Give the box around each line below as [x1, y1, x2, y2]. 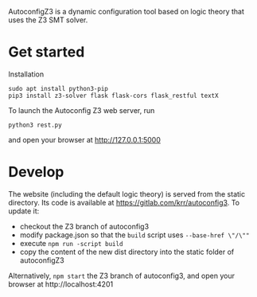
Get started [8, 43, 85, 61]
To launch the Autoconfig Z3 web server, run [8, 105, 155, 115]
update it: [8, 206, 40, 216]
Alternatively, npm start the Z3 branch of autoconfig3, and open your [8, 271, 235, 280]
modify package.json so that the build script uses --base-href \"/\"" [19, 230, 250, 240]
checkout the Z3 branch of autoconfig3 [19, 221, 150, 231]
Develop [8, 163, 64, 182]
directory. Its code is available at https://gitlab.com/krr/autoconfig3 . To [8, 197, 240, 207]
